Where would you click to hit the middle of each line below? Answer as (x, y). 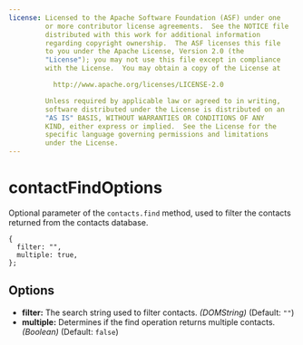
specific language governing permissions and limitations (157, 135)
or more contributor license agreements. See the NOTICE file (167, 26)
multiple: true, (47, 254)
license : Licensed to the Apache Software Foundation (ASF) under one (145, 18)
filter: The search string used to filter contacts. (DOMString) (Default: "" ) (158, 312)
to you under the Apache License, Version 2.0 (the (145, 52)
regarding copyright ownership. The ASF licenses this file (163, 43)
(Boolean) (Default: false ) (70, 331)
